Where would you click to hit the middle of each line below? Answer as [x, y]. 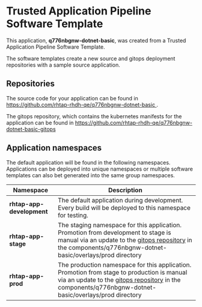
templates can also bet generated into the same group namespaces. [91, 175]
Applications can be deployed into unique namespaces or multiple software [100, 169]
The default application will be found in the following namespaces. [88, 162]
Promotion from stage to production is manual [123, 272]
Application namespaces [54, 148]
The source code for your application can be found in [72, 98]
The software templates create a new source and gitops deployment [91, 58]
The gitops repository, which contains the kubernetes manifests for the [94, 116]
